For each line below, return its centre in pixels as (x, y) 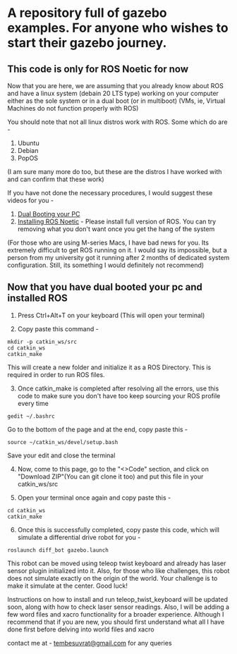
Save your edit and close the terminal (61, 455)
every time (33, 403)
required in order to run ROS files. (56, 374)
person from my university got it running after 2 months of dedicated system (119, 258)
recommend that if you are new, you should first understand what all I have (116, 622)
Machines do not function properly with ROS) (73, 108)
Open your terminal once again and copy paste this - (94, 498)
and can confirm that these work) (56, 179)
